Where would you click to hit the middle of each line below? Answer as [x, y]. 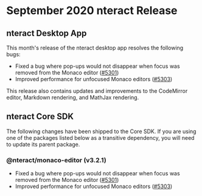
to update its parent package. [43, 144]
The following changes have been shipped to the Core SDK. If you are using [101, 131]
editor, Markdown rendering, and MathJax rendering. [73, 97]
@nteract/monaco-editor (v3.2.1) [56, 160]
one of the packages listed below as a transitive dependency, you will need [100, 137]
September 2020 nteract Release [92, 11]
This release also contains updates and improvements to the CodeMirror [97, 91]
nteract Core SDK [40, 117]
